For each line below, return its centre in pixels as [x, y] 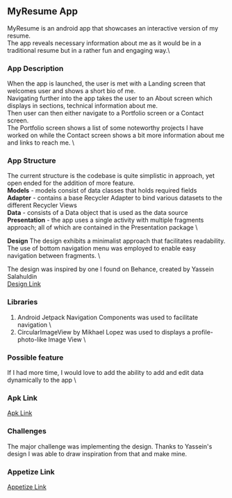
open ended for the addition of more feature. [71, 183]
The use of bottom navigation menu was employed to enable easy [102, 248]
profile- [203, 332]
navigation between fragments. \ [54, 256]
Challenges [27, 431]
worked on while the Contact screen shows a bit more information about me [116, 136]
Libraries [23, 302]
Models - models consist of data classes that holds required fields [102, 191]
